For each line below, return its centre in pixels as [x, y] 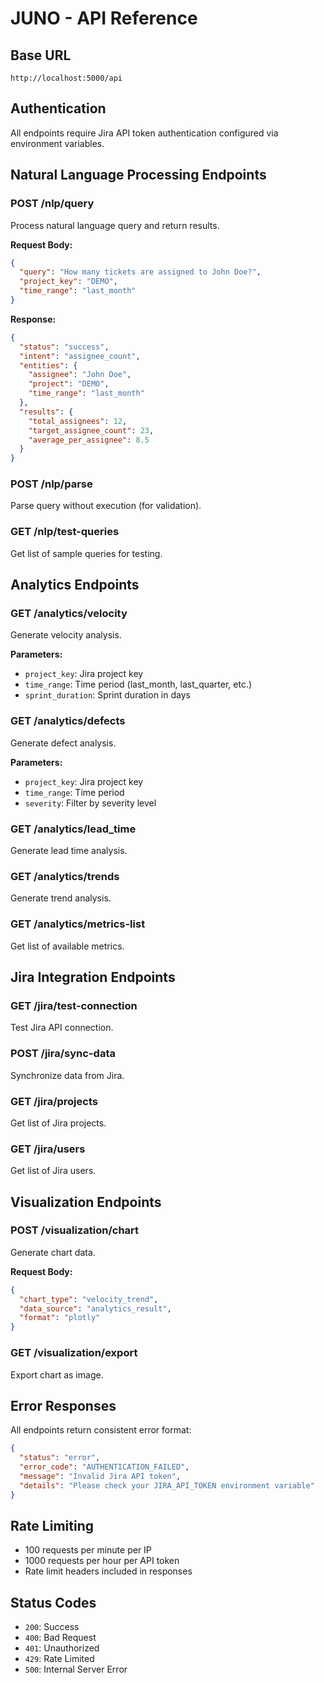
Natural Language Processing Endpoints [138, 175]
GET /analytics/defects [68, 721]
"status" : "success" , [64, 347]
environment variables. [57, 143]
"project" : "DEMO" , [69, 384]
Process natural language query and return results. [115, 225]
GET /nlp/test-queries [65, 532]
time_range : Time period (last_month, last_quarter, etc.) [138, 684]
